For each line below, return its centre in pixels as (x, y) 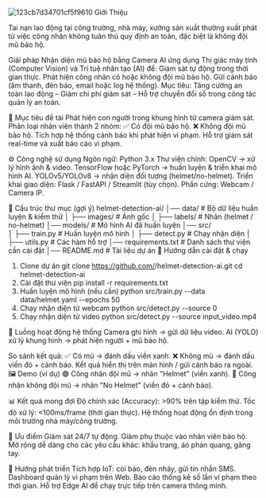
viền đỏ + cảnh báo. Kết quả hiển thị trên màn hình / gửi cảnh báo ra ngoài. (131, 365)
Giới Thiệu (111, 12)
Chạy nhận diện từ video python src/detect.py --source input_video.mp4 (138, 317)
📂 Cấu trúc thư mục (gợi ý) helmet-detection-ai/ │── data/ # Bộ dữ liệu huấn (133, 208)
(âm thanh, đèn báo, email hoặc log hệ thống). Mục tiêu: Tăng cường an (125, 85)
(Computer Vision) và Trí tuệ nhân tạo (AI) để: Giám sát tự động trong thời (128, 68)
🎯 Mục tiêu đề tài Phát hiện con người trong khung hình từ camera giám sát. (132, 118)
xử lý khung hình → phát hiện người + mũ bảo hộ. (89, 340)
